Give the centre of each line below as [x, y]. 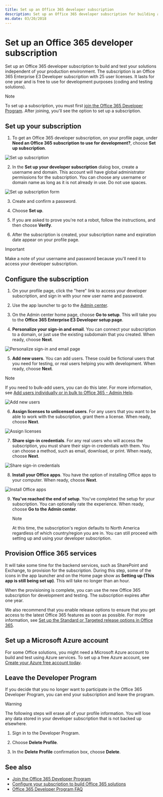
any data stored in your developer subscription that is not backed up [73, 718]
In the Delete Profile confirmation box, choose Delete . [66, 752]
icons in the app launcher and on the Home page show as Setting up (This [80, 575]
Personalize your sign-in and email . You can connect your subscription [84, 329]
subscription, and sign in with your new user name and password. [78, 296]
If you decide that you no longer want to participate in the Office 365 [73, 689]
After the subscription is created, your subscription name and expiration [84, 235]
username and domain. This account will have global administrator [78, 172]
